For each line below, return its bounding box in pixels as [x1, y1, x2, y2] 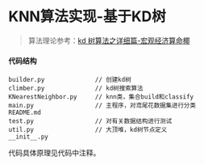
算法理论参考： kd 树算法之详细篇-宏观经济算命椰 [27, 36, 191, 45]
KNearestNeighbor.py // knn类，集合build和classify [8, 93, 194, 101]
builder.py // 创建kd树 [8, 76, 131, 84]
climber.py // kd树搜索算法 [8, 84, 144, 93]
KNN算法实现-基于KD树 [8, 7, 167, 26]
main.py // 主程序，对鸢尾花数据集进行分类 [8, 102, 196, 110]
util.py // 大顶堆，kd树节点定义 [8, 126, 168, 134]
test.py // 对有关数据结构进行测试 [8, 117, 173, 125]
